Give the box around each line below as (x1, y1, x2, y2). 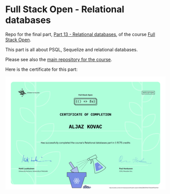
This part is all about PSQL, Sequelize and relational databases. (5, 46, 138, 52)
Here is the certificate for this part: (5, 66, 78, 72)
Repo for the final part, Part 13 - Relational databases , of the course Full (5, 31, 155, 37)
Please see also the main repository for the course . (5, 56, 112, 62)
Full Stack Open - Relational (5, 4, 125, 15)
